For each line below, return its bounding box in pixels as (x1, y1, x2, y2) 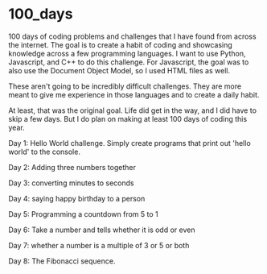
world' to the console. (8, 147, 80, 156)
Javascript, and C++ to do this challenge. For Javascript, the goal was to (8, 57, 249, 67)
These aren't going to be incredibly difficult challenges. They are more (8, 81, 242, 91)
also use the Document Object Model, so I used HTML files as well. (8, 65, 231, 75)
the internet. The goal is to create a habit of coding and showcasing (8, 39, 233, 49)
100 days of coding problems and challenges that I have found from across (8, 31, 257, 41)
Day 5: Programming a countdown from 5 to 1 (8, 209, 158, 218)
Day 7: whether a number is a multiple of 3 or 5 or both (8, 240, 190, 250)
